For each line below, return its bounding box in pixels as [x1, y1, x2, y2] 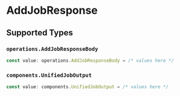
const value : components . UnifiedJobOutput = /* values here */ [6, 84, 169, 90]
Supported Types [6, 28, 74, 38]
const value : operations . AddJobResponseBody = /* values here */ [6, 58, 174, 64]
